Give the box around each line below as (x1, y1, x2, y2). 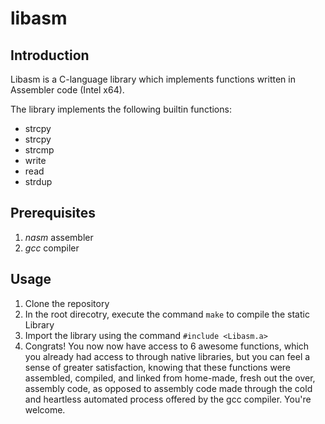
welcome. (24, 403, 66, 416)
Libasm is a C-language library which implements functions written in (10, 73, 296, 85)
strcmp (24, 144, 55, 156)
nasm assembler (24, 231, 94, 243)
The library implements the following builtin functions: (10, 103, 232, 115)
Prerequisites (10, 205, 96, 222)
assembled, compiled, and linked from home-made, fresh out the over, (24, 372, 316, 384)
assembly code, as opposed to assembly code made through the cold (24, 382, 313, 394)
